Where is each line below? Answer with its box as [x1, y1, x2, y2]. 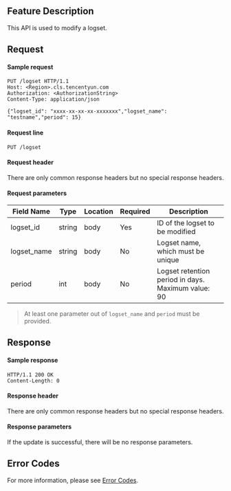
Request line [7, 128, 44, 137]
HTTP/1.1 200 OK [7, 371, 54, 378]
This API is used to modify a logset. [7, 23, 108, 32]
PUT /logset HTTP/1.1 [7, 78, 69, 85]
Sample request [7, 62, 54, 71]
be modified [157, 227, 196, 236]
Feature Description [7, 5, 94, 17]
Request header [7, 158, 54, 167]
